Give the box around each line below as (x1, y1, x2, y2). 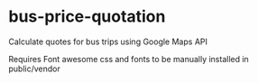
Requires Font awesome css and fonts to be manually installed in (8, 53, 249, 64)
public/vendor (8, 63, 60, 74)
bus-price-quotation (8, 6, 166, 27)
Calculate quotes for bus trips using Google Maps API (8, 36, 208, 47)
